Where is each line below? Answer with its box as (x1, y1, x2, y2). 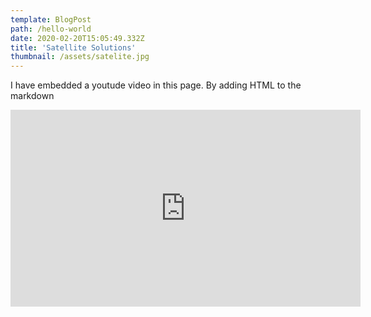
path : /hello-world (10, 24, 92, 34)
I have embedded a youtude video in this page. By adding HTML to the (10, 79, 302, 91)
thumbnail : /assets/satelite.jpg (10, 52, 150, 62)
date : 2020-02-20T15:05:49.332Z (10, 33, 145, 43)
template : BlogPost (10, 14, 92, 25)
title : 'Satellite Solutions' (10, 42, 137, 53)
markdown (10, 90, 55, 102)
